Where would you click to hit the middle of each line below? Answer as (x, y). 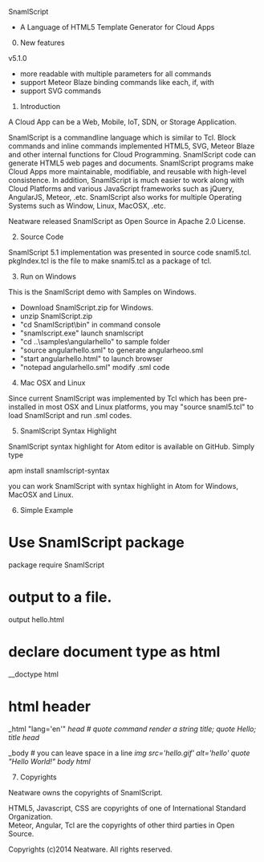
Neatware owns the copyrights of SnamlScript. (85, 792)
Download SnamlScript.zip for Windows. (87, 307)
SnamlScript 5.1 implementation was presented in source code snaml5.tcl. (130, 252)
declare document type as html (114, 652)
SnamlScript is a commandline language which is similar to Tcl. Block (122, 137)
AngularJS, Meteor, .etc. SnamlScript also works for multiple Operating (125, 197)
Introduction (40, 106)
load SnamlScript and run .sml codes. (70, 415)
